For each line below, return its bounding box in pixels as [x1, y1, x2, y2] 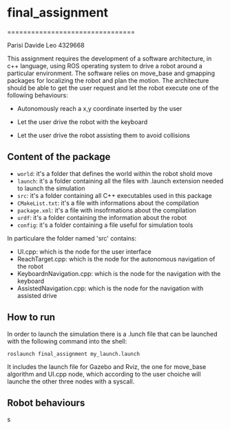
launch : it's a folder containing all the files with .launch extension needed [17, 177, 224, 185]
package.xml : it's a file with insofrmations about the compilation [17, 206, 196, 214]
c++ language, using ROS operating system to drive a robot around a [7, 61, 203, 70]
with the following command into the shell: [7, 337, 127, 346]
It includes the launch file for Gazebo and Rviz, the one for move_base [7, 362, 207, 370]
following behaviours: [7, 91, 69, 99]
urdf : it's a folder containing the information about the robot [17, 213, 187, 221]
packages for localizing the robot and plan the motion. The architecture [7, 76, 209, 84]
